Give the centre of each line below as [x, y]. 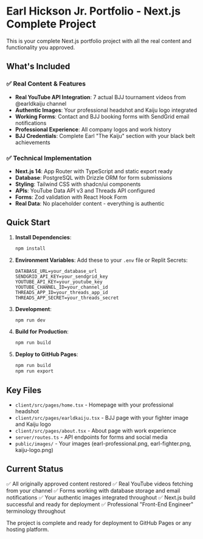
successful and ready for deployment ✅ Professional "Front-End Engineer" [100, 504]
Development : [33, 309]
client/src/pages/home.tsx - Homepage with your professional [94, 405]
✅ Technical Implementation [49, 158]
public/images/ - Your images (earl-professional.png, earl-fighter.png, [103, 443]
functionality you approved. [41, 47]
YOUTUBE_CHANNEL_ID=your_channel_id [61, 287]
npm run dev [30, 320]
